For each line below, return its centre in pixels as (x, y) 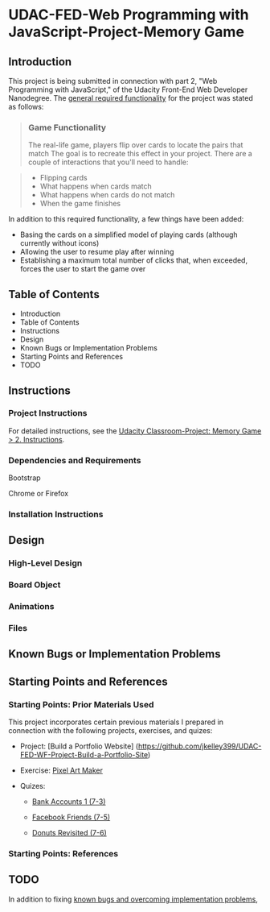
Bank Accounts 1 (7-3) (69, 802)
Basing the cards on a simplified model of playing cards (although (129, 234)
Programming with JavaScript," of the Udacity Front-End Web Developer (128, 89)
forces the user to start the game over (83, 269)
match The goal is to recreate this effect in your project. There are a (140, 154)
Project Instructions (48, 413)
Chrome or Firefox (39, 494)
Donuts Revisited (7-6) (69, 833)
